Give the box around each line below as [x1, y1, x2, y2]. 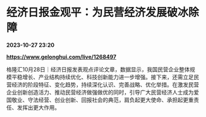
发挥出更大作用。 [17, 104, 60, 111]
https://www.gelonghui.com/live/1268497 [6, 53, 117, 60]
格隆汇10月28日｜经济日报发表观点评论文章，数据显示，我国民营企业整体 [6, 65, 190, 73]
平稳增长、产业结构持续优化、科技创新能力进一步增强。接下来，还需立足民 [11, 73, 199, 80]
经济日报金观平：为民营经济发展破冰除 [6, 5, 200, 19]
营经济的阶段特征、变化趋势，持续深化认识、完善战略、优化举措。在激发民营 [6, 80, 199, 88]
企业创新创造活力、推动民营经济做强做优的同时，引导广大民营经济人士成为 [6, 88, 194, 96]
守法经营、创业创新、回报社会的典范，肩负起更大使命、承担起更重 [27, 96, 194, 104]
